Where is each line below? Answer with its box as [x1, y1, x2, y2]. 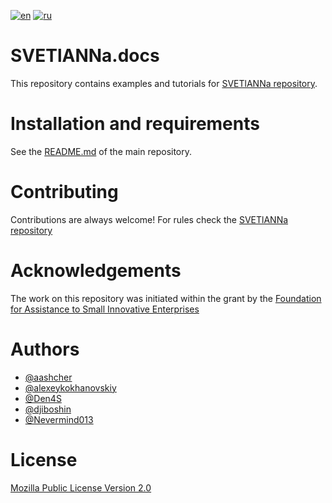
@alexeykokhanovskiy [24, 381, 117, 394]
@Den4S [24, 392, 62, 404]
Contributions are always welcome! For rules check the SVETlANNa [10, 213, 289, 225]
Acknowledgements [10, 260, 182, 282]
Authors [10, 338, 80, 360]
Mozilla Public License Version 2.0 [10, 481, 152, 494]
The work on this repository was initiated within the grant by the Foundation [10, 292, 322, 304]
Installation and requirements [10, 113, 260, 135]
